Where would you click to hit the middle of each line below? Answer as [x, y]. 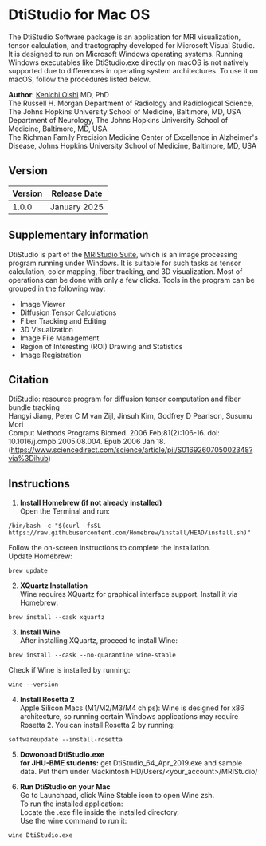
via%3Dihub [28, 459]
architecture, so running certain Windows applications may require [129, 717]
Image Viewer [42, 304]
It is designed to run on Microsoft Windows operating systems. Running [125, 54]
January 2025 [77, 207]
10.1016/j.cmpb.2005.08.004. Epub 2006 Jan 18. [87, 442]
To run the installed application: [71, 804]
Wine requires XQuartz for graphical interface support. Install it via [129, 594]
